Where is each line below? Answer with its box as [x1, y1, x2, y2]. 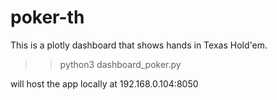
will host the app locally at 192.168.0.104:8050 [10, 77, 199, 90]
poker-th [10, 6, 85, 29]
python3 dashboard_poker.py [59, 58, 182, 70]
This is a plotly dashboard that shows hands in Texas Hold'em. [10, 39, 268, 51]
